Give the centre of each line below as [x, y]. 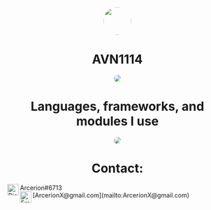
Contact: [117, 168]
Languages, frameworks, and [117, 106]
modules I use [117, 121]
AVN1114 [117, 60]
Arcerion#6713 [41, 188]
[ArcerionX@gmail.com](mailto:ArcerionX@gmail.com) [111, 195]
